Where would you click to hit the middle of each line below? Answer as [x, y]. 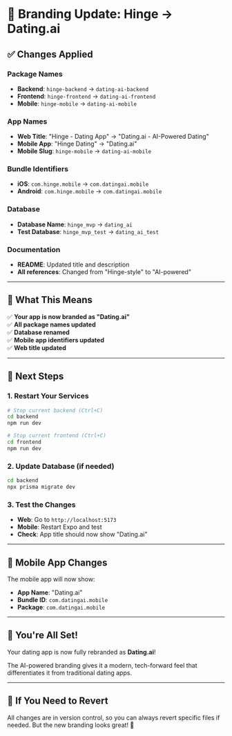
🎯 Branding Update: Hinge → [90, 14]
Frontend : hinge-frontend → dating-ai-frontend [86, 96]
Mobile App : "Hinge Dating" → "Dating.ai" [77, 144]
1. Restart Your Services [48, 396]
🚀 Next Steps [36, 377]
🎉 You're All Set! [42, 636]
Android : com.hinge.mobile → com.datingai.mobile [89, 191]
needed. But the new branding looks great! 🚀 [71, 725]
